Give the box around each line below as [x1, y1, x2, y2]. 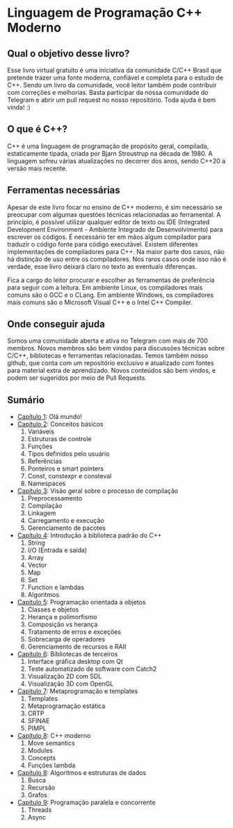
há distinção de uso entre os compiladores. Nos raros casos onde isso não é [7, 255, 227, 263]
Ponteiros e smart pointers [27, 464, 104, 473]
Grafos [27, 791, 47, 799]
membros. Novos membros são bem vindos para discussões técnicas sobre [7, 344, 225, 353]
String [27, 539, 45, 547]
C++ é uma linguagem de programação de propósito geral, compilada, [7, 142, 209, 150]
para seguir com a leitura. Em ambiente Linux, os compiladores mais [7, 283, 203, 291]
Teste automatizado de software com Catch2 [27, 665, 157, 673]
